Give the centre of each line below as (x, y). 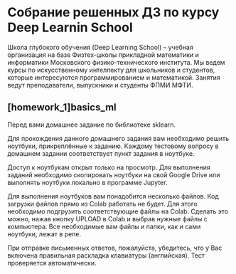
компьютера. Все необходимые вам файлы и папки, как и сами (104, 226)
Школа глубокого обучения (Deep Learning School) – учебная (100, 47)
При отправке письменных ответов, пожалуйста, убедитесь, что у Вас (115, 248)
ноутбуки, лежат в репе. (44, 234)
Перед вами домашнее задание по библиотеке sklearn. (92, 125)
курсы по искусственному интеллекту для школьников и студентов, (111, 70)
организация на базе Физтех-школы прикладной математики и (103, 55)
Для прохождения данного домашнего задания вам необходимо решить (118, 138)
